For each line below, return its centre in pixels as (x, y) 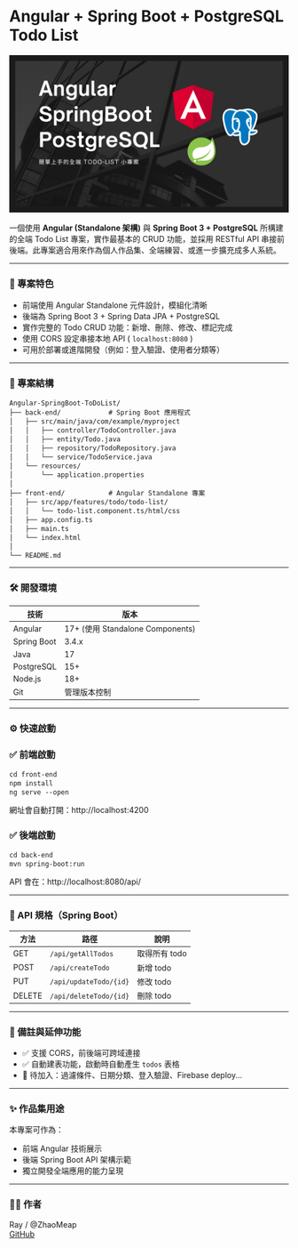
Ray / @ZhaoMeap (43, 1224)
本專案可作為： (36, 1130)
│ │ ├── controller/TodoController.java (93, 431)
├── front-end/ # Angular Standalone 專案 (107, 494)
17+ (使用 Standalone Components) (130, 629)
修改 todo (154, 981)
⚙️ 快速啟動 (32, 729)
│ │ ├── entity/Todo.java (65, 439)
